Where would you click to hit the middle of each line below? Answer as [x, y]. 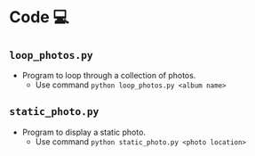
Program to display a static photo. [84, 132]
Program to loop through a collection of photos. [109, 75]
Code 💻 [39, 17]
